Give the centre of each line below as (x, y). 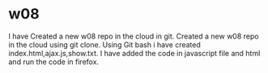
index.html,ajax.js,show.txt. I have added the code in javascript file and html (134, 53)
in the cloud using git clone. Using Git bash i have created (104, 44)
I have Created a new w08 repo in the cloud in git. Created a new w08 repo (134, 36)
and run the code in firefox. (54, 62)
